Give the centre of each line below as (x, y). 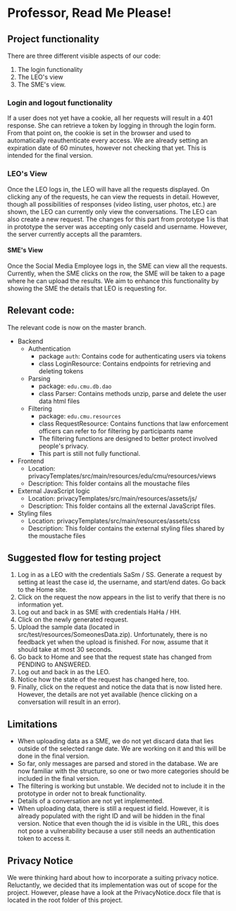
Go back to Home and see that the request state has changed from (114, 657)
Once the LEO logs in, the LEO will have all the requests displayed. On (108, 189)
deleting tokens (61, 371)
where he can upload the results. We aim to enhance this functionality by (113, 280)
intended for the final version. (50, 156)
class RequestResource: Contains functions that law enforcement (133, 423)
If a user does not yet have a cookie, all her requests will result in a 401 (110, 118)
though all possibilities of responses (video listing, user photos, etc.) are (112, 204)
